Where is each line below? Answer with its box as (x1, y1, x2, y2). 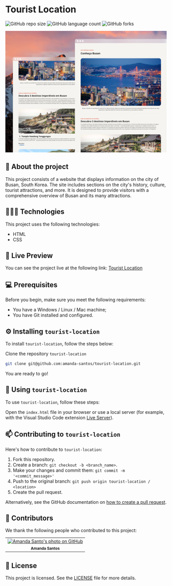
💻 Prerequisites (5, 280, 58, 289)
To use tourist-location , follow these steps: (5, 399, 100, 405)
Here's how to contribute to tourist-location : (5, 446, 102, 452)
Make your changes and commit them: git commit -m (12, 467, 125, 473)
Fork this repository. (12, 456, 55, 462)
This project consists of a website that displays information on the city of (5, 176, 159, 182)
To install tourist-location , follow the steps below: (5, 341, 114, 346)
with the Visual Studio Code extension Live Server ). (5, 414, 114, 420)
